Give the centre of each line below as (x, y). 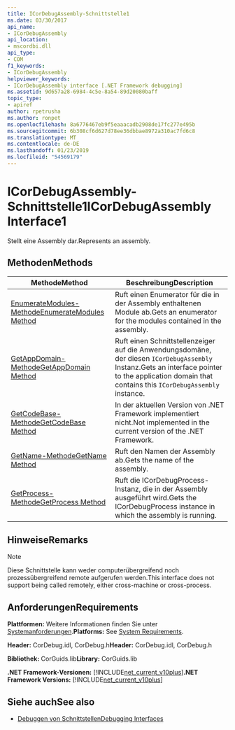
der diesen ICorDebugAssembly (164, 358)
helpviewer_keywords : (39, 79)
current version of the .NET (159, 431)
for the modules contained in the (168, 321)
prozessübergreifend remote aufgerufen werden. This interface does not (111, 578)
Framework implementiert (157, 413)
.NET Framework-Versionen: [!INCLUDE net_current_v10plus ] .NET (103, 673)
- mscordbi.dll (29, 46)
